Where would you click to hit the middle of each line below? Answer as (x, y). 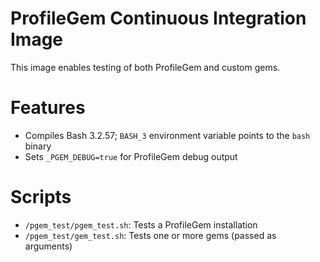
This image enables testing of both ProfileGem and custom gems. (145, 67)
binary (38, 146)
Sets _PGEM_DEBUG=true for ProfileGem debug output (131, 156)
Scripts (41, 197)
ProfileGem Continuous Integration (158, 18)
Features (48, 108)
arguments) (48, 246)
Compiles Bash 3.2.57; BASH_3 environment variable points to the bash (167, 135)
